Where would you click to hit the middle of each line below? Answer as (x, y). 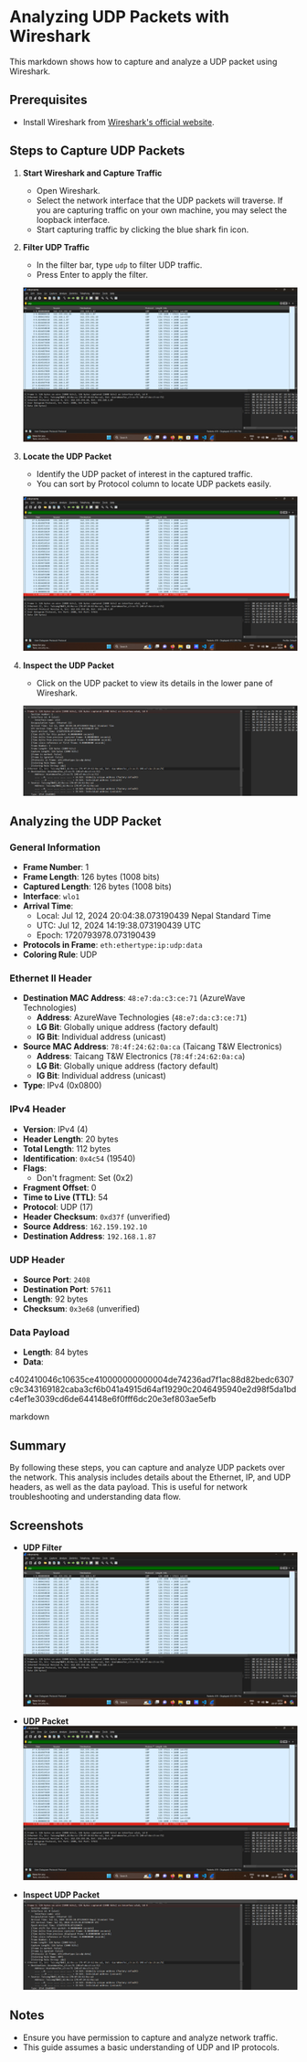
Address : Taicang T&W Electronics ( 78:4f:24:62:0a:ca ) (141, 1057)
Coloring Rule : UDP (60, 955)
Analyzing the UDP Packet (85, 821)
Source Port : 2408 (56, 1280)
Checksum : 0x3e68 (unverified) (81, 1309)
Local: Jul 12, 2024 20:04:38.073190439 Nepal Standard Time (153, 916)
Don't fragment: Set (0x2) (85, 1177)
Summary (38, 1446)
